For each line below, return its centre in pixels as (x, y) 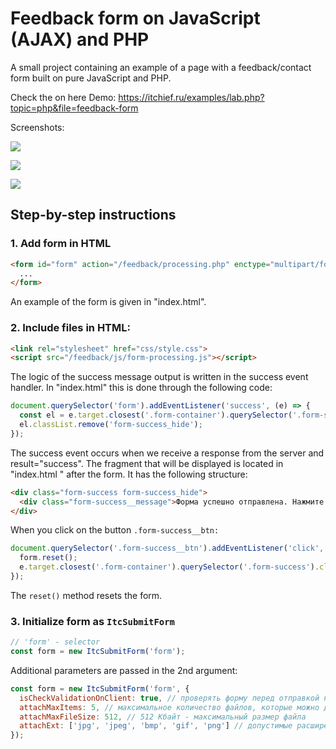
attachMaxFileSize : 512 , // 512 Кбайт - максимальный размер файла (163, 717)
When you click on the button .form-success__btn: (115, 530)
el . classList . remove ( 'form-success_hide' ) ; (111, 425)
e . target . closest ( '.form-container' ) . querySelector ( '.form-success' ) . (169, 567)
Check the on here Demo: (63, 97)
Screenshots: (37, 127)
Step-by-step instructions (93, 215)
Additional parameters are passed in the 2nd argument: (124, 670)
